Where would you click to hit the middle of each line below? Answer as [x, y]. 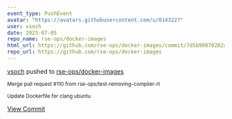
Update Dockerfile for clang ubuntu [49, 96]
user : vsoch [24, 26]
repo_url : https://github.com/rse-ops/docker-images [85, 52]
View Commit [26, 109]
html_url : [21, 45]
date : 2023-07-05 [32, 33]
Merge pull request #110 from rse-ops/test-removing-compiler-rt [84, 84]
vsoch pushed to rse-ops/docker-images [66, 71]
